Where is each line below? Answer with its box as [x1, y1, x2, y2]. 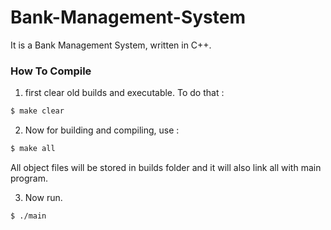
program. [10, 172, 49, 184]
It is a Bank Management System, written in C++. [10, 39, 212, 51]
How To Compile [10, 64, 92, 78]
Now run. [24, 191, 63, 203]
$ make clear [10, 106, 65, 116]
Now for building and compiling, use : [24, 124, 180, 136]
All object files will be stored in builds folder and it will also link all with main [10, 161, 322, 173]
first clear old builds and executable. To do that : [24, 87, 225, 99]
